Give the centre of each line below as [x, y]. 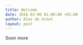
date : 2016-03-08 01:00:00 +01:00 [42, 14]
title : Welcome [21, 10]
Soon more [17, 38]
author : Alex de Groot [29, 19]
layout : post [19, 24]
